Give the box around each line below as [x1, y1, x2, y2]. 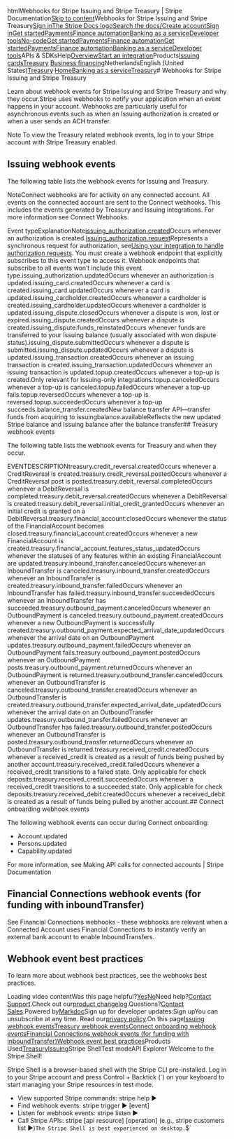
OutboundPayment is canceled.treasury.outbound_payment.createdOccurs [7, 611, 224, 620]
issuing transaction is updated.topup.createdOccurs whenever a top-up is [7, 368, 220, 376]
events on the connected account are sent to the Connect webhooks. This [7, 198, 221, 206]
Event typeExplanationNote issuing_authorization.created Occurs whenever [7, 226, 221, 235]
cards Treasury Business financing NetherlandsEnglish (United [7, 59, 184, 67]
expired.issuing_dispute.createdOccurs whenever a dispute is [7, 315, 185, 324]
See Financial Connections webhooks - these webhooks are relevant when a [7, 918, 228, 926]
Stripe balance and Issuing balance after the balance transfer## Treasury [7, 420, 219, 428]
